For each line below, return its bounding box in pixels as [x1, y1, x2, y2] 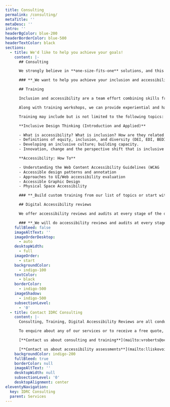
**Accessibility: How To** [18, 156, 76, 161]
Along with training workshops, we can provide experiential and [18, 105, 159, 110]
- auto [18, 239, 33, 244]
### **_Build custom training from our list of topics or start [18, 193, 157, 198]
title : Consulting [5, 7, 44, 13]
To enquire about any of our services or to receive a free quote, [18, 328, 164, 334]
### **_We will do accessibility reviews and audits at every [18, 220, 153, 226]
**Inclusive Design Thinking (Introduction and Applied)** [18, 123, 146, 128]
